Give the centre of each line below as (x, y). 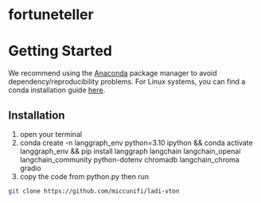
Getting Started (60, 51)
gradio (30, 168)
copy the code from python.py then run (84, 176)
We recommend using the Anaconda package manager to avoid (113, 73)
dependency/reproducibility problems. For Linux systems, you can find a (127, 82)
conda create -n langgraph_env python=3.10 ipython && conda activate (136, 142)
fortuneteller (51, 15)
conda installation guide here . (57, 90)
